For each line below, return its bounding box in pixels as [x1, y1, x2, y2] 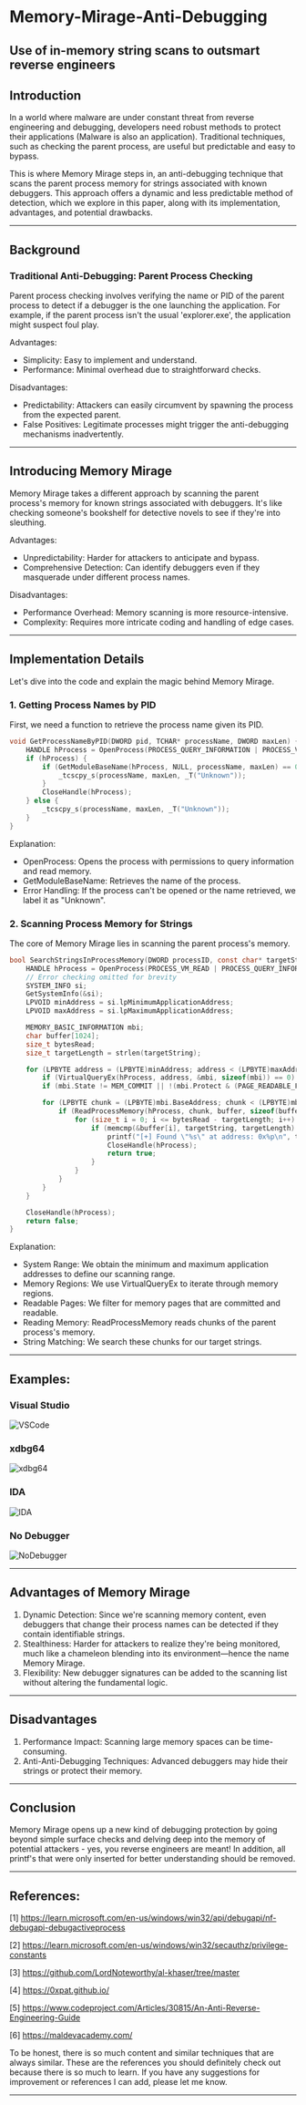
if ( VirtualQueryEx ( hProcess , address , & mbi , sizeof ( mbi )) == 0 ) [42, 1073, 296, 1082]
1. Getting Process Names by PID [9, 698, 157, 711]
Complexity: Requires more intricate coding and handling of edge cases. [22, 616, 294, 627]
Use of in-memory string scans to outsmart [9, 43, 260, 58]
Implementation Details [9, 652, 145, 667]
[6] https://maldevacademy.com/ [9, 2030, 133, 2041]
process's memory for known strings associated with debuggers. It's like [9, 497, 282, 508]
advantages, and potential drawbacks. [9, 207, 153, 218]
